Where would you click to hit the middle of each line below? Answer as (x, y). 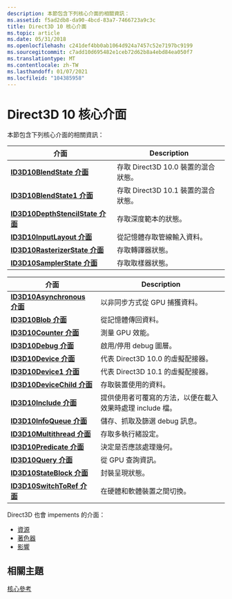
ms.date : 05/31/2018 (37, 39)
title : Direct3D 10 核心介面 (47, 26)
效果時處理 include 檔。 (138, 408)
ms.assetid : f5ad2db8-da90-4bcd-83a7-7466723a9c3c (81, 20)
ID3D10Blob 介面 (39, 320)
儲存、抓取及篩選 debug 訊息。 (151, 421)
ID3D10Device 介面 (43, 359)
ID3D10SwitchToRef (45, 486)
